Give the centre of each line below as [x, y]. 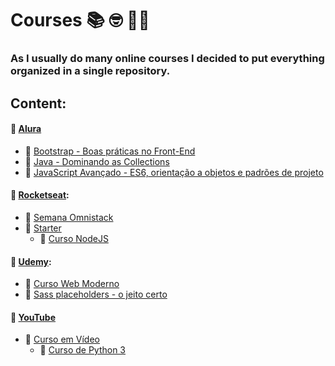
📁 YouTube [33, 317]
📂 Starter [43, 228]
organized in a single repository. [90, 71]
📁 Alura [26, 129]
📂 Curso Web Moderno [72, 284]
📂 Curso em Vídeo [62, 339]
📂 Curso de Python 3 [83, 350]
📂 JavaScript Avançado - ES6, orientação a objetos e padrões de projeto [174, 172]
